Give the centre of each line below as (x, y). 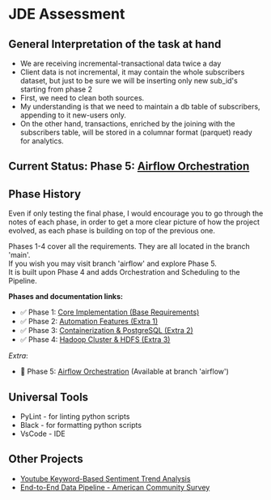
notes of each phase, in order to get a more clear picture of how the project (134, 222)
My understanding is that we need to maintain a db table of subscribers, (140, 107)
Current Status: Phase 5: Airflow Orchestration (129, 167)
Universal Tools (49, 397)
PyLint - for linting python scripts (75, 417)
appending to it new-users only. (73, 115)
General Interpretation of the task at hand (115, 44)
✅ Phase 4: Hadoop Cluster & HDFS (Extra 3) (95, 340)
